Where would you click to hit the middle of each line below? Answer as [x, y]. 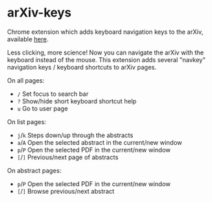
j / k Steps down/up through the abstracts [75, 135]
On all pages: [26, 80]
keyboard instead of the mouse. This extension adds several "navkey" [106, 59]
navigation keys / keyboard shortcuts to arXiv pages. [82, 67]
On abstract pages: [34, 170]
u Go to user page [42, 108]
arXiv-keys [40, 13]
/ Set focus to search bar [53, 94]
